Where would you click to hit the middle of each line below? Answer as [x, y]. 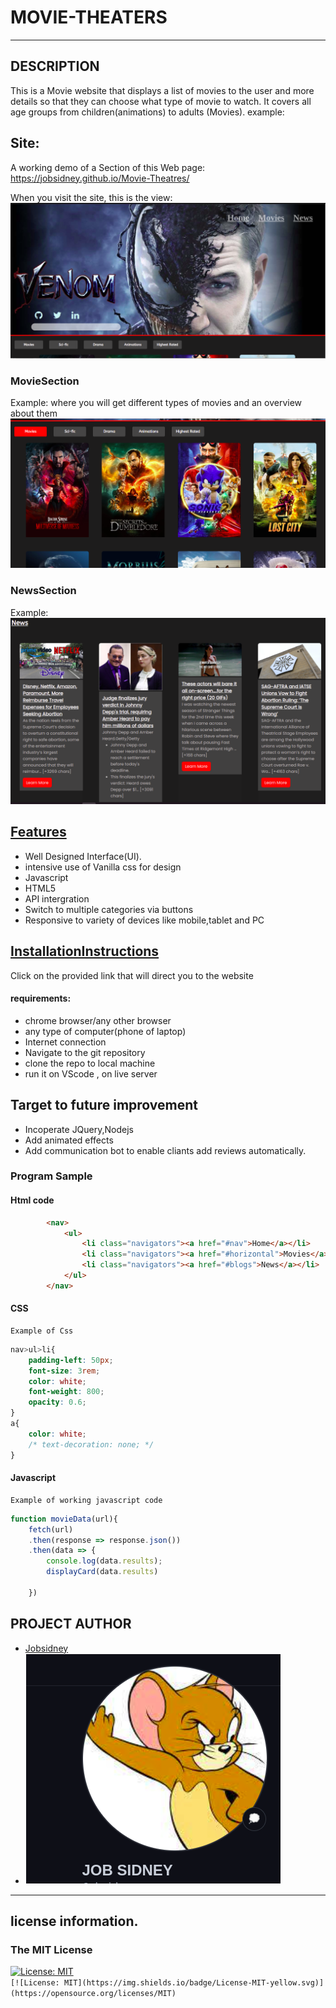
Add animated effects [69, 1140]
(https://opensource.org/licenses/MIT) [93, 1994]
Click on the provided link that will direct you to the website [132, 975]
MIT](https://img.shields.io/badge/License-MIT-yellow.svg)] [194, 1983]
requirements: [41, 998]
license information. [74, 1921]
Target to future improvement [104, 1105]
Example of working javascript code [86, 1500]
